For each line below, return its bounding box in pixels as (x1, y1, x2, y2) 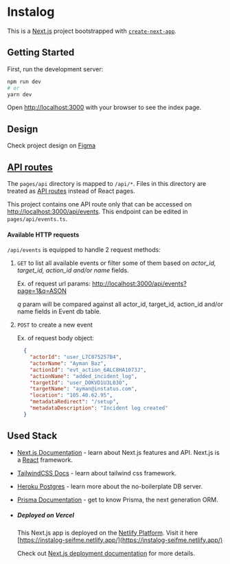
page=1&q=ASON (16, 287, 67, 295)
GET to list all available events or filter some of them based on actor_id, (16, 259, 216, 268)
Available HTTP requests (7, 231, 80, 239)
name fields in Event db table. (16, 307, 102, 316)
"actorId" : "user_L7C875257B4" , (30, 354, 122, 361)
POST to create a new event (16, 320, 93, 329)
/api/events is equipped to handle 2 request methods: (7, 246, 161, 254)
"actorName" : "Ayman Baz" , (30, 360, 107, 367)
